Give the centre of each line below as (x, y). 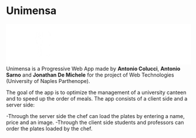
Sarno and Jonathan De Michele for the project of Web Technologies (90, 75)
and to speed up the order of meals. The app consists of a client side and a (97, 99)
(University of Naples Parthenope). (48, 81)
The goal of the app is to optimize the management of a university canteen (96, 92)
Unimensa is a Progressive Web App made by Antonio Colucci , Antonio (93, 69)
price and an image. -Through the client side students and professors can (95, 123)
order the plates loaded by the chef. (49, 129)
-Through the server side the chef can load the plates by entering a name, (95, 116)
